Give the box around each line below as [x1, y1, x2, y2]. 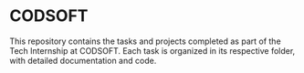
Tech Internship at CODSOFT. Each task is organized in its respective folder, [9, 45, 296, 56]
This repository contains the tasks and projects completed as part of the [9, 36, 281, 47]
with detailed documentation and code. [9, 55, 157, 66]
